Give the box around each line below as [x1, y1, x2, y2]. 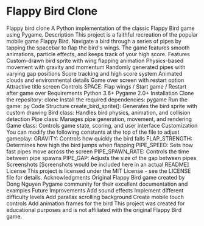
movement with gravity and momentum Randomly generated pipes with [6, 63, 186, 71]
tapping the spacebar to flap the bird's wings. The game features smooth [6, 44, 190, 51]
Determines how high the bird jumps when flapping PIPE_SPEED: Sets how [6, 141, 194, 148]
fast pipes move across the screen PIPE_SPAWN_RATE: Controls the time [6, 148, 190, 155]
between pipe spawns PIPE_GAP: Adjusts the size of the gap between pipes [6, 154, 197, 161]
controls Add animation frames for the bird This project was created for [6, 200, 185, 207]
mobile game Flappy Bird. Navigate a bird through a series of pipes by [6, 37, 181, 45]
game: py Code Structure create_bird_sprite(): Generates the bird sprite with [6, 102, 198, 109]
